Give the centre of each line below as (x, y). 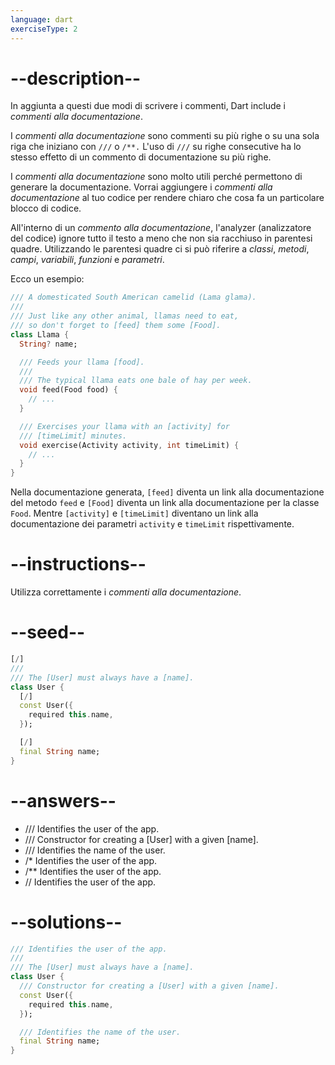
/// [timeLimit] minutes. (73, 436)
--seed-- (48, 632)
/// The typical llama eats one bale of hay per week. (136, 381)
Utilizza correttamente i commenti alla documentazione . (126, 592)
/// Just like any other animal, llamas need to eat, (125, 316)
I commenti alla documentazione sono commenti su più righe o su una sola (165, 136)
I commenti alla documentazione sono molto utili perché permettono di (156, 177)
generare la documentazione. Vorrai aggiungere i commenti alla (141, 187)
